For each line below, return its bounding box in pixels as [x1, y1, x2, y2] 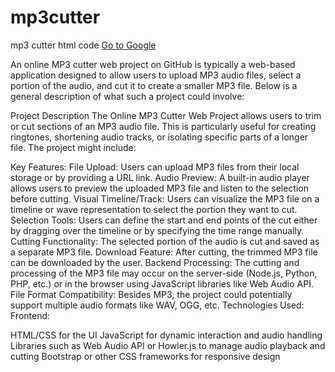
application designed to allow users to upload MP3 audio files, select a [10, 69, 302, 81]
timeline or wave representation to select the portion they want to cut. [10, 203, 298, 215]
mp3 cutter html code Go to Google [10, 39, 157, 51]
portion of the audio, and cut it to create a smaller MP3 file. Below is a [10, 79, 298, 91]
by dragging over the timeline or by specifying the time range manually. [10, 224, 305, 236]
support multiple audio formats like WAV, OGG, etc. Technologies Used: [10, 299, 305, 311]
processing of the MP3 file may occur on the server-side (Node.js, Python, [10, 267, 318, 279]
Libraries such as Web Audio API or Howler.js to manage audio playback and [10, 339, 326, 351]
